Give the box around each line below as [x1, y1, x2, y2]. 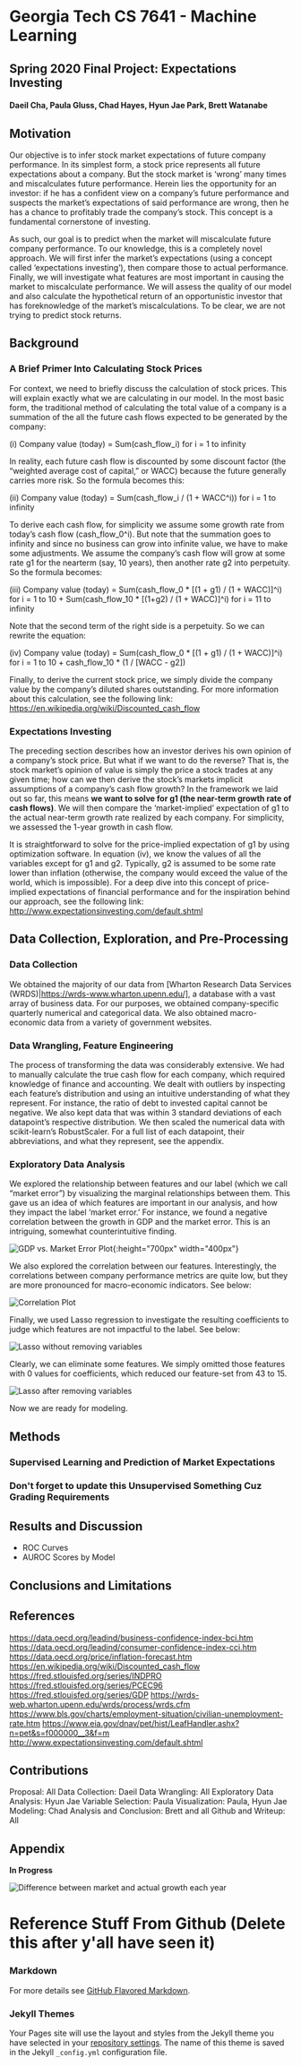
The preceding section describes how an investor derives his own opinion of [9, 745, 292, 756]
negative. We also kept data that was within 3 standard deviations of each [9, 1106, 282, 1117]
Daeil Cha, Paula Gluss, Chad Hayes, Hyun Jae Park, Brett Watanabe [9, 100, 269, 111]
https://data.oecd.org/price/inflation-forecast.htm [9, 1651, 193, 1662]
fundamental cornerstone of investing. [9, 216, 150, 227]
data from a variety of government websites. [47, 1017, 212, 1028]
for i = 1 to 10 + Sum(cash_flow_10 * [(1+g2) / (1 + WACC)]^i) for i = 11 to [9, 593, 271, 604]
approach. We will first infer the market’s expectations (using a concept [9, 253, 273, 263]
